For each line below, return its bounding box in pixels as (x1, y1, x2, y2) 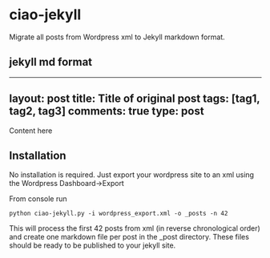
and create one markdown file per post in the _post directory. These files (9, 232, 249, 242)
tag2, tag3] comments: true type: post (9, 104, 204, 118)
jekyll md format (9, 55, 93, 69)
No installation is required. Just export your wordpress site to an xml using (9, 170, 255, 179)
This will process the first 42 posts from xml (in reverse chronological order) (9, 224, 261, 233)
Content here (9, 126, 53, 135)
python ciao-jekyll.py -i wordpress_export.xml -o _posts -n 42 (9, 210, 228, 218)
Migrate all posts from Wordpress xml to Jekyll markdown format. (9, 32, 225, 42)
